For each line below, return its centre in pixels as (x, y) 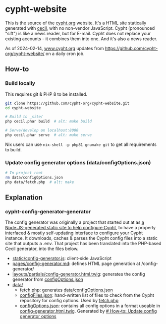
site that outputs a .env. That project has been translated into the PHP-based (83, 244)
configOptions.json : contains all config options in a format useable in (90, 306)
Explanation (24, 198)
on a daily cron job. (65, 54)
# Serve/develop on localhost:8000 (42, 130)
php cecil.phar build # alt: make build (49, 122)
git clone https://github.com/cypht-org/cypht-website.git (67, 103)
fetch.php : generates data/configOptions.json (66, 290)
